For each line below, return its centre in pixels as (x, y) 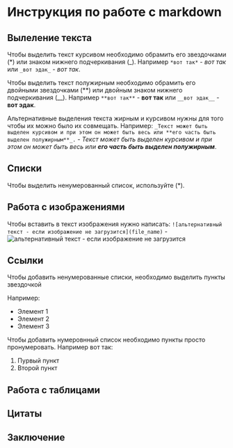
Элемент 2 (33, 319)
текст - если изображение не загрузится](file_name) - (88, 231)
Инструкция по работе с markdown (114, 12)
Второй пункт (37, 368)
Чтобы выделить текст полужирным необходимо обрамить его (102, 83)
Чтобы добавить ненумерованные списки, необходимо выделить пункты (116, 277)
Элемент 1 (33, 312)
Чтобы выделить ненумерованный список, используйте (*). (96, 185)
